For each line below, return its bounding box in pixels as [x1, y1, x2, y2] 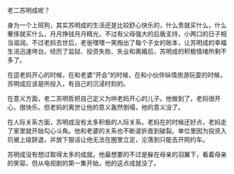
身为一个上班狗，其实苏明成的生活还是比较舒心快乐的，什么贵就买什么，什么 [7, 21, 227, 29]
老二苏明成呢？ [7, 6, 50, 14]
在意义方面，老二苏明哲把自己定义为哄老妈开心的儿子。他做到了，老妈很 [7, 94, 214, 103]
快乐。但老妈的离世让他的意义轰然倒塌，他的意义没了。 [25, 103, 185, 111]
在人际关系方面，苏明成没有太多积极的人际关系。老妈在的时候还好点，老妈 [7, 118, 221, 126]
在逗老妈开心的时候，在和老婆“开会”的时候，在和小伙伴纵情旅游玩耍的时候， [7, 71, 226, 79]
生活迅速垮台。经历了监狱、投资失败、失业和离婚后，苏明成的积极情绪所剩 [7, 48, 221, 55]
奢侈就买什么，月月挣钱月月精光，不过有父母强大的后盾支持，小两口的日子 [7, 30, 221, 38]
